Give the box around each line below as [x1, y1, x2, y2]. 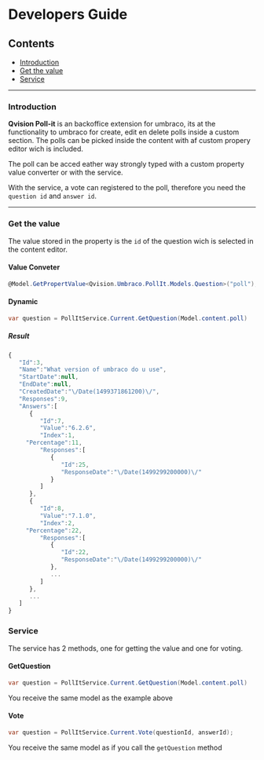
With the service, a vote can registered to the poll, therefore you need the [8, 183, 246, 193]
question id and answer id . [8, 191, 97, 201]
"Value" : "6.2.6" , [39, 424, 97, 432]
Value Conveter [8, 263, 60, 272]
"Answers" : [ [18, 402, 58, 410]
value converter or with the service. [8, 167, 123, 178]
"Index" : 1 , [39, 431, 76, 439]
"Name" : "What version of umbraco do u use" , [18, 365, 167, 374]
